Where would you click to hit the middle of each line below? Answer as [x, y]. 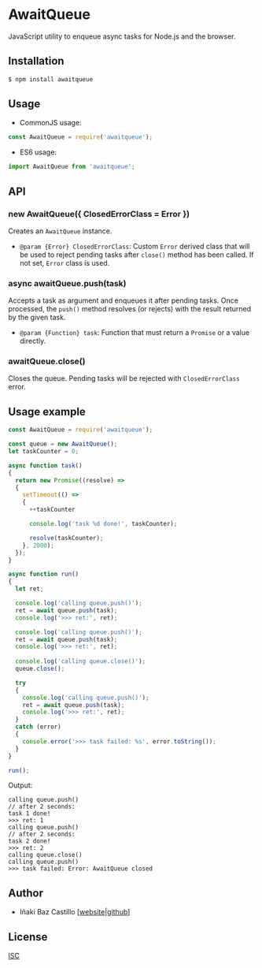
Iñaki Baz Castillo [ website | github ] [75, 912]
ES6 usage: [38, 152]
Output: [20, 785]
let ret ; [30, 589]
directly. [33, 341]
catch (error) [38, 727]
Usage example [47, 411]
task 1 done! [30, 813]
